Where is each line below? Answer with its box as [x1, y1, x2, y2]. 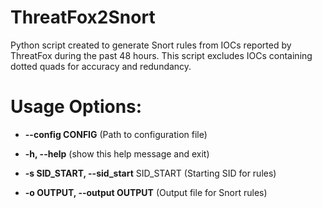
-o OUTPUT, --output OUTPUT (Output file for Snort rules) [24, 186, 268, 198]
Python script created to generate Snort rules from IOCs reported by [10, 39, 292, 51]
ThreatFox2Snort [10, 6, 156, 29]
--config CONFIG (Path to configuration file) [24, 128, 208, 140]
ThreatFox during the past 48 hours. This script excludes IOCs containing [10, 49, 313, 61]
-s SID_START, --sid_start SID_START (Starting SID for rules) [24, 167, 277, 179]
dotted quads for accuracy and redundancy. [10, 60, 192, 72]
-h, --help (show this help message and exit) [24, 147, 210, 160]
